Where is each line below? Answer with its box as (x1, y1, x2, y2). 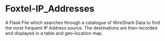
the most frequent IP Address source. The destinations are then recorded (5, 24, 158, 30)
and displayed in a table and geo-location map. (5, 30, 103, 36)
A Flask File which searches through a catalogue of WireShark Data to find (5, 19, 160, 25)
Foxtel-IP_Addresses (5, 3, 95, 14)
